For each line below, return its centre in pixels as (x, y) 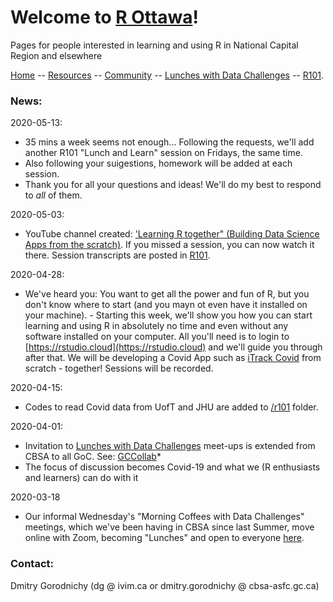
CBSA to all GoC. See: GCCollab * (93, 457)
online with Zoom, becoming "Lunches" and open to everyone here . (164, 538)
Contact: (32, 564)
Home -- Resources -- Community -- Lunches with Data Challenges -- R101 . (167, 75)
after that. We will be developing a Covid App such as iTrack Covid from (173, 358)
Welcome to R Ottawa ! (104, 17)
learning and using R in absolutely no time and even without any (156, 326)
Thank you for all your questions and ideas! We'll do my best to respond (173, 185)
